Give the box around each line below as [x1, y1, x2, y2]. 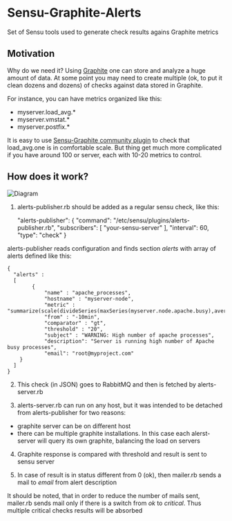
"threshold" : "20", [43, 326, 104, 333]
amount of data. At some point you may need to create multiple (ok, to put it [7, 73, 223, 82]
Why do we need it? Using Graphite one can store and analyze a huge [7, 66, 206, 74]
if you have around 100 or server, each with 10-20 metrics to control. [7, 150, 202, 159]
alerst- [191, 429, 211, 437]
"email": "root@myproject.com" [43, 350, 135, 357]
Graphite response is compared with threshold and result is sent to [17, 450, 207, 458]
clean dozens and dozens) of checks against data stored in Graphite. [7, 81, 204, 89]
